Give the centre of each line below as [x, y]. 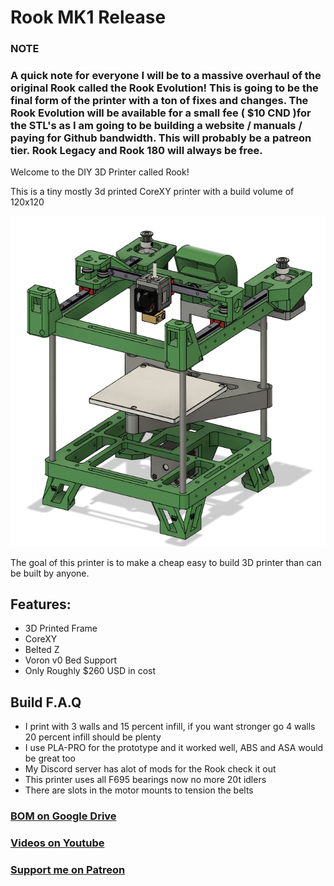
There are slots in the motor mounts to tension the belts [139, 790]
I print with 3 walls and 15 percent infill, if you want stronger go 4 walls [170, 727]
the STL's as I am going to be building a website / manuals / [156, 126]
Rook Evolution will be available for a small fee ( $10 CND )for [161, 113]
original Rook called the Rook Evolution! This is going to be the [164, 88]
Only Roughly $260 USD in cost [90, 671]
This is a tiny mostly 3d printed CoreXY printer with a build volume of [152, 192]
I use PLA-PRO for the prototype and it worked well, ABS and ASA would [174, 748]
